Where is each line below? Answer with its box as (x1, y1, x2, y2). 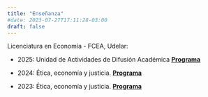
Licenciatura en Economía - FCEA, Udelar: (7, 42, 128, 51)
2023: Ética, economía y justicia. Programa (17, 82, 142, 91)
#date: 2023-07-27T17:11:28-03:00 (7, 17, 108, 24)
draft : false (7, 23, 45, 30)
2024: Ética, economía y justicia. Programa (17, 69, 142, 77)
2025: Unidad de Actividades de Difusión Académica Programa (17, 55, 201, 64)
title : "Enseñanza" (7, 10, 64, 17)
